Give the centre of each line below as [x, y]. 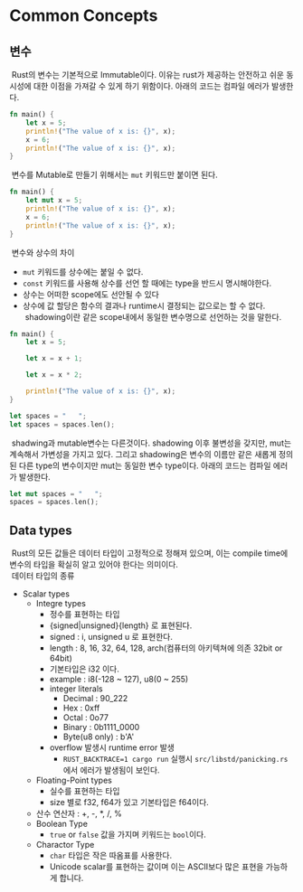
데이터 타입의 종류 [43, 576]
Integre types [61, 604]
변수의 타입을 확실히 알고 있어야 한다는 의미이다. [94, 565]
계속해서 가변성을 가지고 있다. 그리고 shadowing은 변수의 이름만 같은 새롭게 [143, 454]
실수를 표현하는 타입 [85, 791]
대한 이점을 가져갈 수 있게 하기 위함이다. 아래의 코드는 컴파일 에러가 [151, 86]
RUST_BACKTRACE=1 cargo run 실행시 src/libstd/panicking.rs [175, 759]
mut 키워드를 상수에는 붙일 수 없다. [83, 271]
